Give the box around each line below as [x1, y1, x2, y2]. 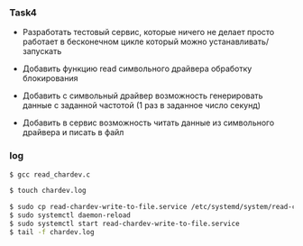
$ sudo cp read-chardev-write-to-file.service [9, 203, 188, 212]
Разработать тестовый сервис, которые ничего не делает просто [22, 27, 275, 38]
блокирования [22, 73, 78, 84]
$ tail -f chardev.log [9, 227, 95, 236]
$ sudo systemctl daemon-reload [9, 211, 131, 220]
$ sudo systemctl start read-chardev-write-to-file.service [9, 219, 241, 229]
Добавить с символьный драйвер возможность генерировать [22, 90, 263, 101]
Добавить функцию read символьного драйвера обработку [22, 63, 252, 74]
